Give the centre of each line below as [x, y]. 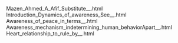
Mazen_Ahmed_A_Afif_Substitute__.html [55, 9]
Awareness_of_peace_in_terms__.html [52, 21]
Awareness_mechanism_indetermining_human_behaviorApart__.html [89, 27]
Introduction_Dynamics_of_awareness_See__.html [66, 15]
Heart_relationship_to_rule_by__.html [50, 34]
